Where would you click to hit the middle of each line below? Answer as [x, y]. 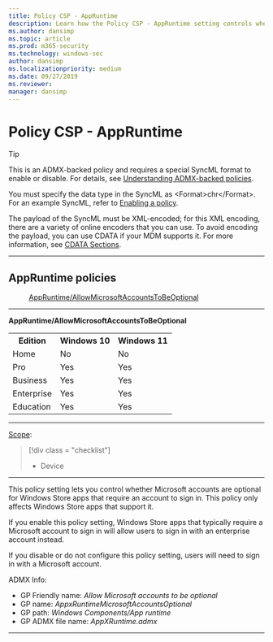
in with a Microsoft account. [55, 564]
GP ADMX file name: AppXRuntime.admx [89, 622]
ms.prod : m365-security [49, 46]
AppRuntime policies [62, 278]
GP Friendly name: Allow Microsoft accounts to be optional [119, 596]
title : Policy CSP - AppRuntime [63, 16]
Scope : [20, 435]
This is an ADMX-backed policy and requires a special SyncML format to [130, 170]
